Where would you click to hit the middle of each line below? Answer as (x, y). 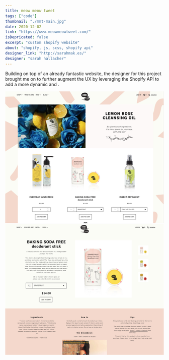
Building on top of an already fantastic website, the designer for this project (83, 74)
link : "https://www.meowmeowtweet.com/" (48, 32)
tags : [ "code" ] (21, 16)
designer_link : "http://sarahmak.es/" (46, 53)
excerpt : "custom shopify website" (43, 43)
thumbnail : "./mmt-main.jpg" (36, 21)
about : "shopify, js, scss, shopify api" (49, 48)
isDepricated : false (27, 37)
